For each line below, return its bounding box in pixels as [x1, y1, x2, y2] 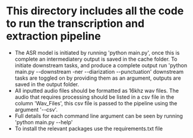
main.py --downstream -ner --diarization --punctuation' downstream [14, 68, 184, 75]
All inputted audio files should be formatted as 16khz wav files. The [14, 87, 179, 94]
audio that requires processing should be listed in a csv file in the [14, 93, 175, 101]
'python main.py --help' [14, 118, 73, 126]
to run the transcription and [6, 17, 145, 30]
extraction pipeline [6, 30, 101, 43]
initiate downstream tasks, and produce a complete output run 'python [14, 61, 188, 69]
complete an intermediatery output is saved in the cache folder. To [14, 55, 178, 62]
